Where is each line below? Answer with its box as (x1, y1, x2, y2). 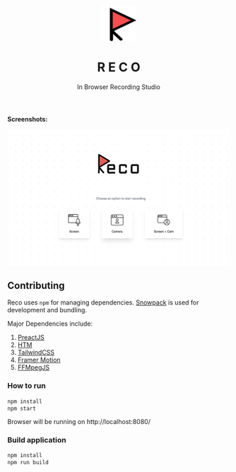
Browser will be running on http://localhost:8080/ (7, 417, 151, 425)
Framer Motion (17, 355, 61, 365)
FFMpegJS (17, 363, 50, 372)
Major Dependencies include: (7, 319, 93, 328)
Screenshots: (7, 114, 48, 123)
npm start (7, 405, 37, 412)
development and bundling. (7, 306, 87, 314)
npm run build (7, 459, 49, 466)
